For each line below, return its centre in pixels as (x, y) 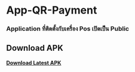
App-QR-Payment (52, 10)
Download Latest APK (34, 63)
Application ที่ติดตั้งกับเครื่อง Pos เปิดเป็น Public (68, 29)
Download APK (35, 48)
